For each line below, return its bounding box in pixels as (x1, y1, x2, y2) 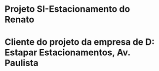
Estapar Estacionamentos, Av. (4, 47, 130, 58)
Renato (4, 14, 35, 25)
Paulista (4, 58, 39, 69)
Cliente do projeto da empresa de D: (4, 36, 155, 48)
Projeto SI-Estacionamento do (4, 3, 130, 15)
